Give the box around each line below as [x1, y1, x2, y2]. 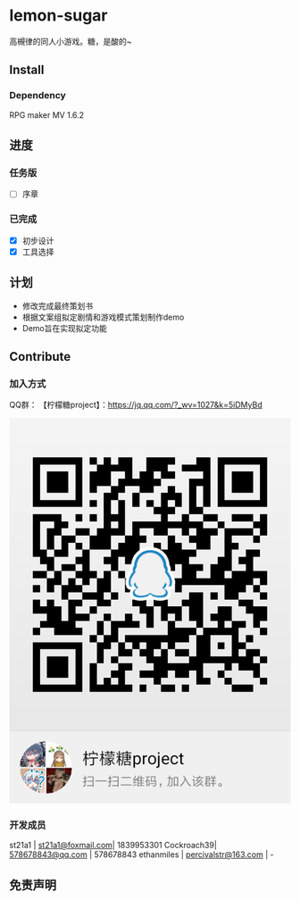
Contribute [9, 349, 71, 364]
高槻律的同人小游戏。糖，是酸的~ [9, 36, 132, 46]
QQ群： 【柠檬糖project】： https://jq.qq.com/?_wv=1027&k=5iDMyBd [9, 399, 262, 411]
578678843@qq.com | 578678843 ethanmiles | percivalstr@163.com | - [9, 849, 274, 860]
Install [9, 62, 45, 78]
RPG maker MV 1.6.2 [9, 109, 85, 121]
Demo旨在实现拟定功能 [21, 322, 107, 333]
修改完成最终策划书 [21, 300, 94, 311]
